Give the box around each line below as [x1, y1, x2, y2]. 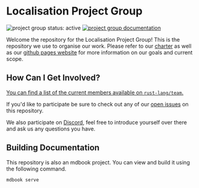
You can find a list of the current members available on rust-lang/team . [6, 89, 184, 96]
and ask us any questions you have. [6, 125, 96, 132]
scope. [6, 55, 24, 62]
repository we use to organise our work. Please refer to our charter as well [6, 42, 192, 50]
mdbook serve [6, 177, 39, 183]
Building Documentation [6, 143, 100, 153]
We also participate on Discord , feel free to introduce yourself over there [6, 118, 188, 126]
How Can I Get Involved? [6, 73, 101, 83]
